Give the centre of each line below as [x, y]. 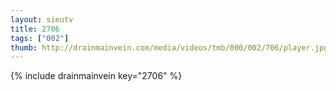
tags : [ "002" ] [40, 38]
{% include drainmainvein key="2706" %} [96, 76]
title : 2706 [35, 29]
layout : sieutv [42, 19]
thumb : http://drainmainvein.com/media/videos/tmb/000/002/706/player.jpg [169, 47]
